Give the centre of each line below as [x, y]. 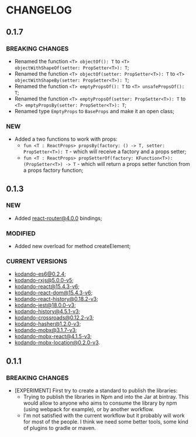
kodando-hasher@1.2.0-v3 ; [48, 324]
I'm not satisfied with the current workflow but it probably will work [104, 416]
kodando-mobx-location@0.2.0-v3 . [57, 343]
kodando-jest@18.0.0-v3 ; [45, 305]
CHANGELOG [39, 10]
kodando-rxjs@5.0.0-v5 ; [44, 280]
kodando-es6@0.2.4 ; [40, 274]
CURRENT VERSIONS [37, 262]
